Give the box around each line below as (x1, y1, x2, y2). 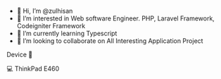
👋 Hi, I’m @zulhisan (16, 7, 73, 15)
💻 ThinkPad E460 (6, 64, 60, 73)
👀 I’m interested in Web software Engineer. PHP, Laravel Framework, (16, 14, 215, 23)
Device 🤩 (6, 50, 33, 59)
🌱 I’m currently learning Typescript (16, 29, 118, 37)
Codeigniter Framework (16, 22, 86, 30)
